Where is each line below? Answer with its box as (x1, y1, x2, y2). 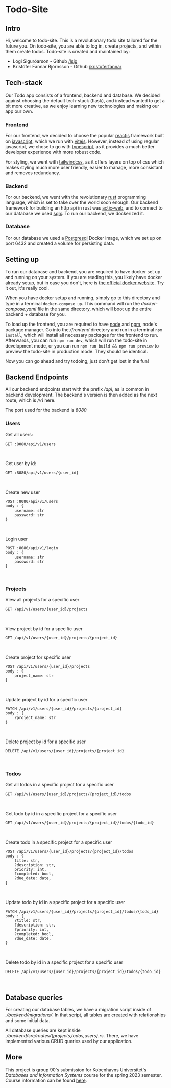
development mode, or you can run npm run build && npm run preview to (5, 342, 159, 349)
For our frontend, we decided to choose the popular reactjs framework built (5, 133, 164, 139)
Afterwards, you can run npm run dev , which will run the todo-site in (5, 337, 148, 343)
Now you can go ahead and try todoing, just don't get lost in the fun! (5, 358, 149, 364)
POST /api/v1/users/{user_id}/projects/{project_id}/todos (5, 849, 134, 854)
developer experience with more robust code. (5, 149, 102, 155)
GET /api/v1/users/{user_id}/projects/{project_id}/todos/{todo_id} (5, 820, 154, 826)
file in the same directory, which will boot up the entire (37, 306, 152, 312)
